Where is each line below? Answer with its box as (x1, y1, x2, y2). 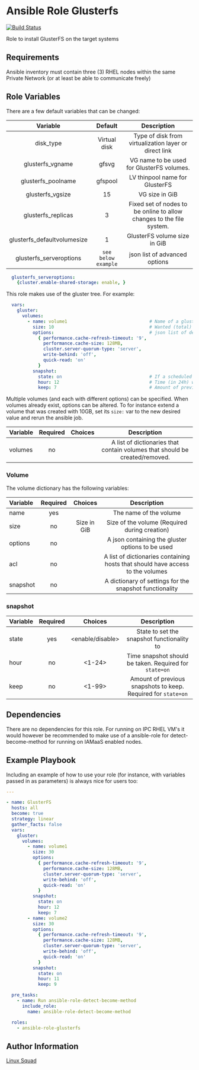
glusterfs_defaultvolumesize (9, 235, 88, 244)
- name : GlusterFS (6, 800, 52, 805)
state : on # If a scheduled (37, 374, 192, 380)
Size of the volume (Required (106, 518, 188, 526)
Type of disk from (133, 132, 183, 140)
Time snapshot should (126, 651, 188, 660)
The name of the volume (113, 508, 181, 517)
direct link (144, 147, 172, 155)
